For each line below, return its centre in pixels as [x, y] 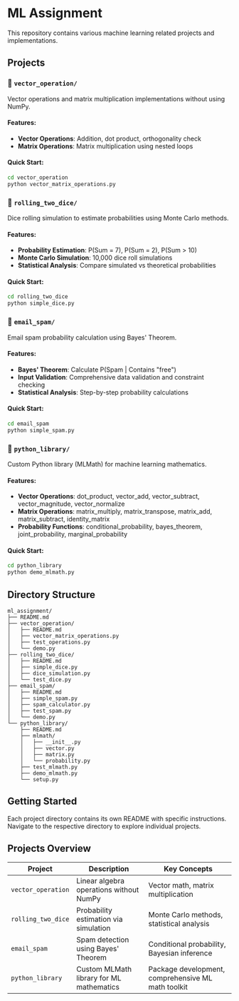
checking [31, 385]
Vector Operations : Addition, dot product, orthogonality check [109, 138]
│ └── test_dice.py [39, 679]
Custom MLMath [104, 969]
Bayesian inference [180, 952]
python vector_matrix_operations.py [62, 184]
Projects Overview [49, 849]
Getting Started [42, 802]
